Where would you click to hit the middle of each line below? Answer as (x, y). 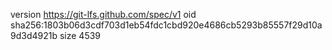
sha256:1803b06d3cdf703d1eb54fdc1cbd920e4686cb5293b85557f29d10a (166, 25)
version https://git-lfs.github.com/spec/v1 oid (103, 14)
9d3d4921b (34, 35)
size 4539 (80, 35)
